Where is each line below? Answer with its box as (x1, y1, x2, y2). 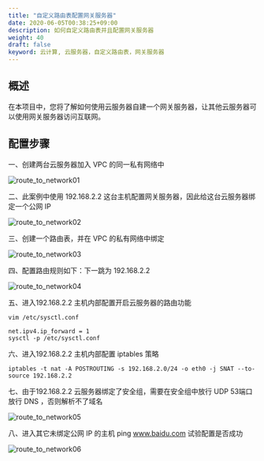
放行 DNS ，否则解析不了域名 (8, 396, 103, 406)
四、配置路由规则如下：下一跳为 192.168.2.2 (8, 265, 151, 275)
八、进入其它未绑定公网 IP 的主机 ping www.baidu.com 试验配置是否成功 (8, 428, 244, 438)
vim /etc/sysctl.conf (8, 313, 80, 321)
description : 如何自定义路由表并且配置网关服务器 (8, 26, 154, 34)
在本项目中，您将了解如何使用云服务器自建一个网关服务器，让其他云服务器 (8, 102, 250, 111)
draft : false (8, 41, 51, 49)
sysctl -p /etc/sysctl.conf (8, 334, 101, 342)
